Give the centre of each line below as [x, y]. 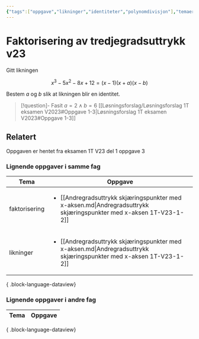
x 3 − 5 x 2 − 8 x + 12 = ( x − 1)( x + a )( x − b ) [99, 82]
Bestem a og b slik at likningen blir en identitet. [63, 94]
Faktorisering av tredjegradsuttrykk [96, 41]
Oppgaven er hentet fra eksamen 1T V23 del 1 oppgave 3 [76, 151]
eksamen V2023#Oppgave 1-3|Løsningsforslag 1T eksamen [94, 112]
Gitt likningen [22, 70]
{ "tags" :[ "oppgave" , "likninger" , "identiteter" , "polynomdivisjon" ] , [91, 12]
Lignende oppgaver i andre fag [51, 300]
